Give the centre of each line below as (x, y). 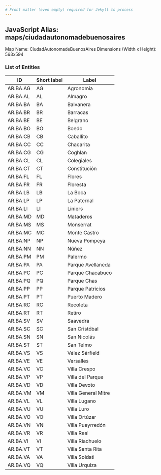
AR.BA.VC (19, 369)
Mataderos (80, 217)
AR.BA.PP (19, 289)
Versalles (78, 361)
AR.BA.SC (19, 329)
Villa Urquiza (82, 465)
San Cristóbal (83, 329)
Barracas (78, 112)
